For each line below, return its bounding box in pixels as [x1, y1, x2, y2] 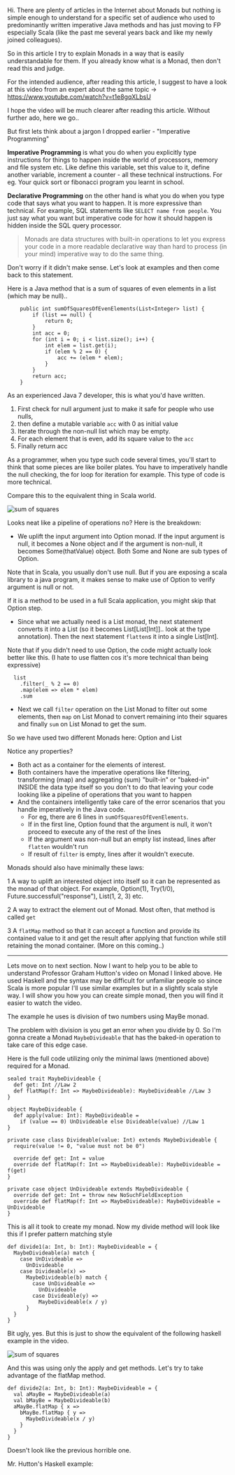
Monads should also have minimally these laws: [7, 864, 145, 871]
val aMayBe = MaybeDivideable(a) [13, 1391, 111, 1398]
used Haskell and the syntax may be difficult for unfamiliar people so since [7, 976, 222, 985]
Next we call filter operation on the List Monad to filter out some [17, 705, 208, 713]
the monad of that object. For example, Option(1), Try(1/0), [7, 885, 175, 892]
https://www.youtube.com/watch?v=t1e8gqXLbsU [7, 92, 152, 101]
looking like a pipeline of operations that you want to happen [17, 791, 192, 798]
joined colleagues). [7, 36, 63, 44]
